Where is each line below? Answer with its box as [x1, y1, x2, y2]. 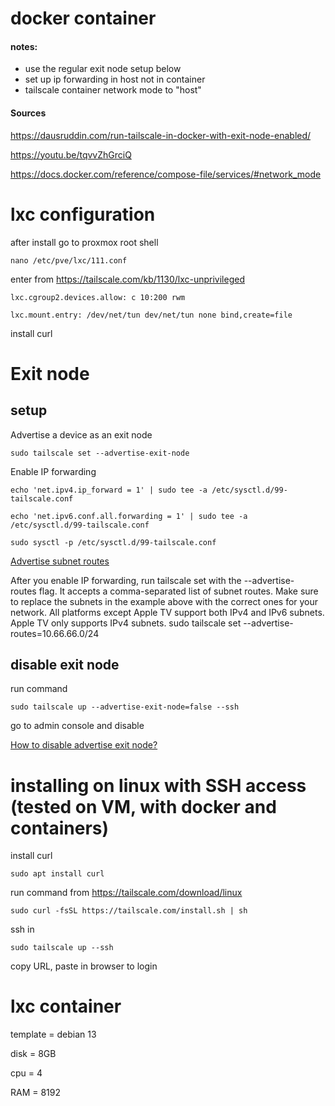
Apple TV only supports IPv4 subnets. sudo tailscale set [10, 617, 242, 629]
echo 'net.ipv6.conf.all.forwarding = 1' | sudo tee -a [10, 511, 248, 521]
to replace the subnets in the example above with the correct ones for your [10, 595, 319, 607]
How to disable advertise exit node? [10, 739, 158, 751]
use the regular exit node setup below [24, 63, 182, 75]
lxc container [10, 995, 122, 1018]
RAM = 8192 [10, 1087, 62, 1099]
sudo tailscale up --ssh [10, 943, 114, 953]
